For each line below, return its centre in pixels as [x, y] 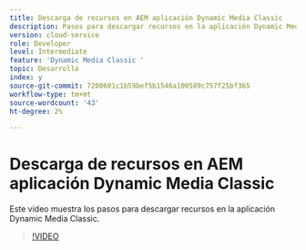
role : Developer [40, 43]
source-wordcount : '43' [55, 103]
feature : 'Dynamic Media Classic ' [77, 60]
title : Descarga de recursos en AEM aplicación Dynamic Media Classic [146, 18]
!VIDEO [45, 236]
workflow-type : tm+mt [51, 94]
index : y [26, 78]
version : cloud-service [55, 35]
